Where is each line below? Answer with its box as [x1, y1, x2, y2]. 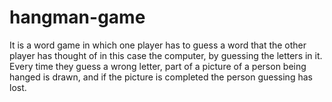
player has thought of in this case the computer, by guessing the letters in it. [9, 49, 323, 61]
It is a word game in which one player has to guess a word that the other [9, 39, 307, 51]
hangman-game [9, 6, 146, 29]
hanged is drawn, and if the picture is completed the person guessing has [9, 71, 313, 83]
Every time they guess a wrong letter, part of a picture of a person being [9, 60, 307, 72]
